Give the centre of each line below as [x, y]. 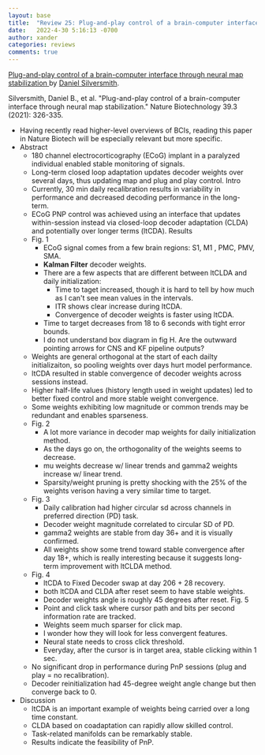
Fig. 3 [41, 499]
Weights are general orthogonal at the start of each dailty [125, 357]
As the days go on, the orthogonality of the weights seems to [142, 449]
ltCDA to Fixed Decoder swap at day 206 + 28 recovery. [134, 583]
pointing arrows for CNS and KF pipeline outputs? [124, 348]
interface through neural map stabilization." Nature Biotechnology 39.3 [123, 107]
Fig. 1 [40, 239]
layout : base [30, 15]
